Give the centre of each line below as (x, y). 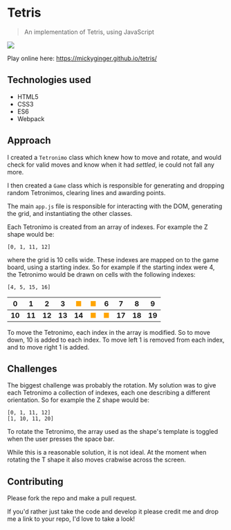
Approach (29, 141)
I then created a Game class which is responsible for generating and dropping (116, 185)
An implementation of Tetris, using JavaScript (89, 32)
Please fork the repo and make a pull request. (72, 498)
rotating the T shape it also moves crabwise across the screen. (96, 460)
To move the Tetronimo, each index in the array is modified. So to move (109, 332)
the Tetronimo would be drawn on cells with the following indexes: (101, 274)
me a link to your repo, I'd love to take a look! (71, 519)
